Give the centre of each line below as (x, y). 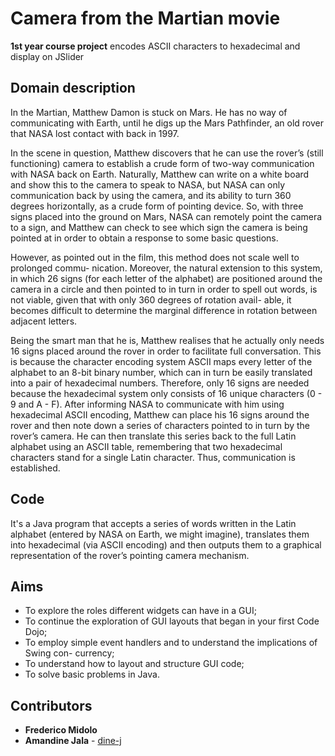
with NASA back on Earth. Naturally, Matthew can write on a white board (160, 174)
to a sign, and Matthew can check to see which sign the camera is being (159, 227)
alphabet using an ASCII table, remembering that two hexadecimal (146, 446)
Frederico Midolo (61, 730)
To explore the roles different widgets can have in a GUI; (140, 611)
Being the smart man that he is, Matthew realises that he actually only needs (167, 340)
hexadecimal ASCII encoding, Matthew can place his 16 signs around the (160, 414)
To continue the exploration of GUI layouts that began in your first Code (172, 621)
